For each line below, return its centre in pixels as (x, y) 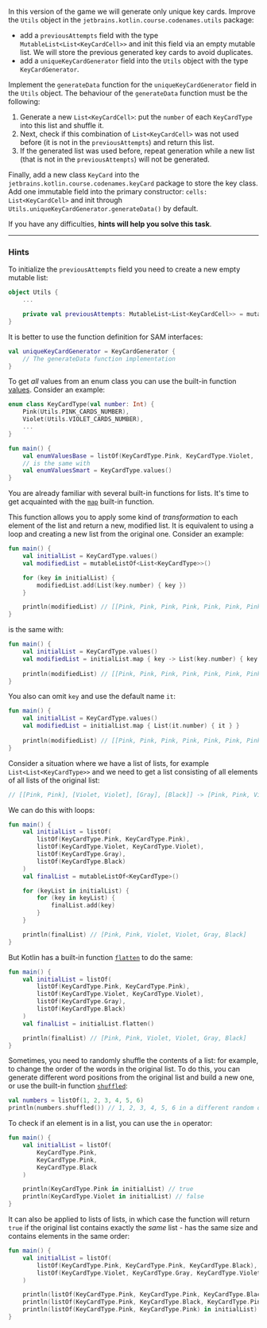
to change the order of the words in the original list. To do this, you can (124, 1069)
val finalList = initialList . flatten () (89, 1023)
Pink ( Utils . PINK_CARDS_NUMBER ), (76, 412)
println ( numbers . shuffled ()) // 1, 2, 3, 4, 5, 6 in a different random (131, 1108)
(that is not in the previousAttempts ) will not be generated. (115, 159)
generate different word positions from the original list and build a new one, (132, 1077)
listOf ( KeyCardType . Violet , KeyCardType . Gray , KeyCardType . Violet (149, 1273)
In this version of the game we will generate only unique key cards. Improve (132, 12)
